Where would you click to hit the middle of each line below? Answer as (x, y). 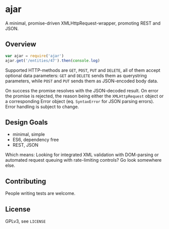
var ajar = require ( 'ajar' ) (35, 56)
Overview (21, 44)
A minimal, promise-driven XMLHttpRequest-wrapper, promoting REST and (83, 23)
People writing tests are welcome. (40, 193)
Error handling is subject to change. (42, 106)
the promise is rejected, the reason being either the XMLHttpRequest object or (84, 96)
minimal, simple (29, 135)
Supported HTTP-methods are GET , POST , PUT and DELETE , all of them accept (83, 70)
